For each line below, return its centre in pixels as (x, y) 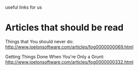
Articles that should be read (64, 28)
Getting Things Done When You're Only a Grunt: (55, 56)
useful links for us (24, 7)
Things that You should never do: (39, 41)
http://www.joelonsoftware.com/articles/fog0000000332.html (69, 62)
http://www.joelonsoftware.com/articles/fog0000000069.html (69, 47)
